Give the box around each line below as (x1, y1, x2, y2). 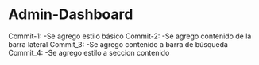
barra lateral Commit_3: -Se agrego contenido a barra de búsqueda (8, 39, 229, 49)
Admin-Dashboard (8, 5, 133, 23)
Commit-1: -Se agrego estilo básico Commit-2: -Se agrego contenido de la (8, 31, 252, 41)
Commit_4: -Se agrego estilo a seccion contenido (8, 48, 170, 57)
